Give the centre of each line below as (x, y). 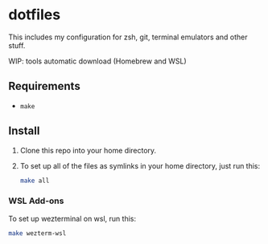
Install (24, 131)
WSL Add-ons (36, 201)
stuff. (17, 45)
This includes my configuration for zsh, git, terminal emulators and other (128, 37)
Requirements (44, 86)
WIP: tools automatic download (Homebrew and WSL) (97, 61)
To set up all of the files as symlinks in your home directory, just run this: (140, 165)
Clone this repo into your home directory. (88, 150)
